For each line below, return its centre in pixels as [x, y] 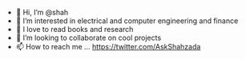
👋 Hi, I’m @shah [42, 12]
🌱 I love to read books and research [75, 29]
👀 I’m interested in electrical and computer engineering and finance [127, 21]
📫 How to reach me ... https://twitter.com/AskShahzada [108, 47]
